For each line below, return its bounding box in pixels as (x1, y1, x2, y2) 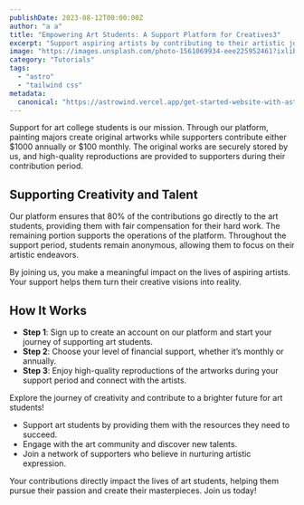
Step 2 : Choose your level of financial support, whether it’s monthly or (22, 346, 284, 357)
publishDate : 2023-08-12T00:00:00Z (9, 13, 144, 23)
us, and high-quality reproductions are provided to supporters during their (9, 151, 286, 162)
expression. (22, 458, 66, 469)
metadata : (9, 89, 47, 98)
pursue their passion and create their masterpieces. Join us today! (9, 485, 257, 496)
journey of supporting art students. (22, 337, 154, 347)
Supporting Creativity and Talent (9, 186, 198, 202)
